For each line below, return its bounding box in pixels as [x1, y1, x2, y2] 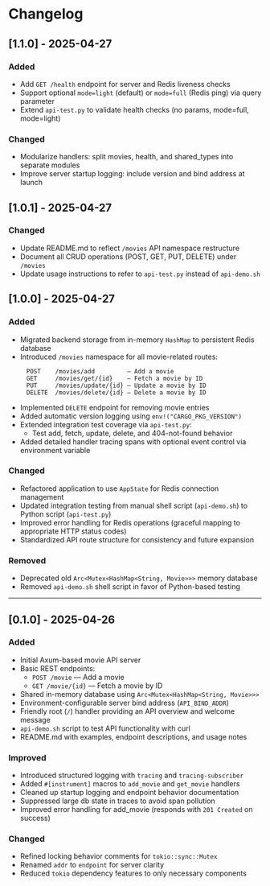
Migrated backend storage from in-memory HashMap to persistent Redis [19, 335, 255, 344]
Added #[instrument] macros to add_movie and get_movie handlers [19, 779, 240, 789]
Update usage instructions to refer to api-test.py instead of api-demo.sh [19, 269, 261, 278]
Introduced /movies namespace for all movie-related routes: [19, 352, 219, 361]
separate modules [19, 160, 80, 170]
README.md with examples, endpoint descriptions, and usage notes [19, 731, 247, 741]
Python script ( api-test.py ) [19, 509, 112, 519]
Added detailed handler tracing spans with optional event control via [19, 436, 247, 447]
